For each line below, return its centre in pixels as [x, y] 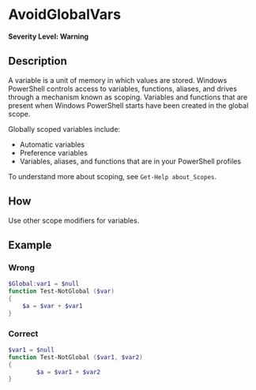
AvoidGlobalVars [64, 15]
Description [38, 61]
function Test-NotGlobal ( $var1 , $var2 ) [76, 357]
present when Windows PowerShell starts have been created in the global [128, 105]
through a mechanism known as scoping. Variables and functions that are [128, 97]
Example [30, 245]
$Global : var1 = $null [44, 284]
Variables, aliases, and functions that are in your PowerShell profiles [130, 161]
